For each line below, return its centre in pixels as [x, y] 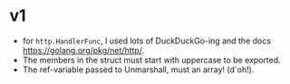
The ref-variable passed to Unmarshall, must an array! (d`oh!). [138, 70]
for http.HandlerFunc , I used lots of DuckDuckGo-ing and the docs [147, 41]
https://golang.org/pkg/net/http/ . [83, 50]
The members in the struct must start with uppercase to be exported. [151, 60]
